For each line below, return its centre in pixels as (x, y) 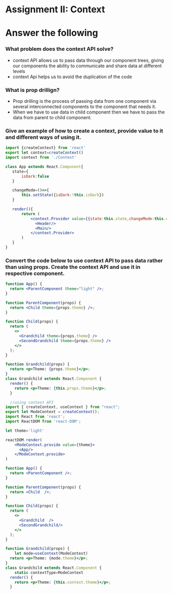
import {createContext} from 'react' (46, 148)
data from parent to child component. (52, 117)
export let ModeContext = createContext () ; (52, 412)
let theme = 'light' (25, 431)
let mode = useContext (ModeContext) (51, 553)
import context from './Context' (41, 158)
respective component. (35, 273)
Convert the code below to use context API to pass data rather (84, 261)
